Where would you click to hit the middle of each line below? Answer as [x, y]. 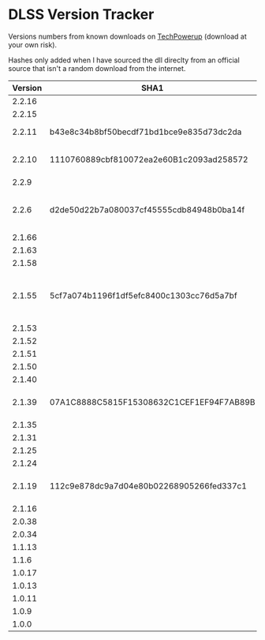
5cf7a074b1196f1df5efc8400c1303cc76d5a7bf [144, 295]
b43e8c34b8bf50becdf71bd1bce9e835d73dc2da [146, 132]
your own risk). [33, 44]
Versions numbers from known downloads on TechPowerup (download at [127, 36]
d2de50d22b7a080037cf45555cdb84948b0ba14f [147, 209]
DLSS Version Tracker [81, 15]
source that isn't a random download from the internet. [97, 68]
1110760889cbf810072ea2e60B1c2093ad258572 [149, 159]
